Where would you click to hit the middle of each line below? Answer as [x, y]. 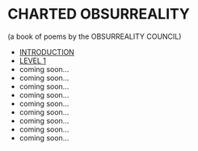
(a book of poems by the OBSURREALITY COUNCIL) [95, 36]
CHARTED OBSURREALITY [99, 14]
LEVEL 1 [32, 61]
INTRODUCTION [46, 52]
